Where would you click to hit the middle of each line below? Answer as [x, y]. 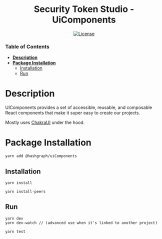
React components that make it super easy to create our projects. [73, 113]
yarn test [15, 231]
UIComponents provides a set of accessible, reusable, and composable [79, 107]
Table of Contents [27, 46]
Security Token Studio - [84, 9]
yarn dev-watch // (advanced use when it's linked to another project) [81, 223]
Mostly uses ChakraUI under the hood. [45, 122]
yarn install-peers [25, 191]
